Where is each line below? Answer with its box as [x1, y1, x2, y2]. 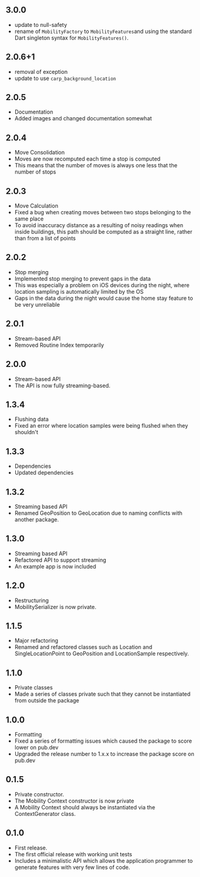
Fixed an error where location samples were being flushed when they [14, 422, 188, 429]
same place [14, 215, 44, 222]
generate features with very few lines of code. [14, 864, 130, 871]
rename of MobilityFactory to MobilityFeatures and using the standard [14, 27, 192, 35]
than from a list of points [14, 235, 77, 242]
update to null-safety [14, 21, 67, 28]
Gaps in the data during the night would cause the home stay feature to [14, 294, 193, 302]
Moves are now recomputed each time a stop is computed [14, 155, 160, 162]
